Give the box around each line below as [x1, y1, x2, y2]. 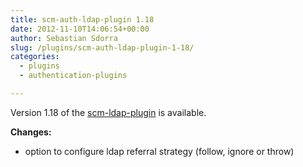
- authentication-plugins [19, 71, 128, 81]
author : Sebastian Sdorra [10, 33, 118, 43]
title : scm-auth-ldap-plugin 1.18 [10, 14, 155, 25]
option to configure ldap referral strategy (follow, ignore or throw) [24, 145, 295, 157]
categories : [10, 52, 60, 62]
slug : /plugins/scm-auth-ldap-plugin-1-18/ [10, 42, 195, 53]
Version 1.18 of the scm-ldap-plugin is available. [10, 106, 207, 118]
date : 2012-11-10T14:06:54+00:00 [10, 24, 150, 34]
